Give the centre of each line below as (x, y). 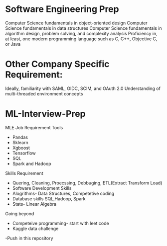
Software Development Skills (42, 188)
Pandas (20, 137)
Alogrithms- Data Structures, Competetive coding (63, 193)
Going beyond (20, 213)
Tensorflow (24, 153)
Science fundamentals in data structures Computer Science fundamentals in (83, 28)
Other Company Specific (57, 64)
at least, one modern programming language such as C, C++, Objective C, (81, 39)
